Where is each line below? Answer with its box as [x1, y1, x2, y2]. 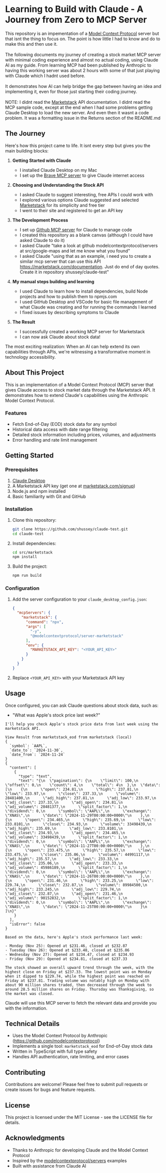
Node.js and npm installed [12, 488, 66, 494]
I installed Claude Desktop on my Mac [19, 167, 98, 173]
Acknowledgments [5, 1134, 65, 1142]
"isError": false [9, 922, 46, 927]
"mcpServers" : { [17, 610, 51, 616]
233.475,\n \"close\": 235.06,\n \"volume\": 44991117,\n [5, 852, 150, 857]
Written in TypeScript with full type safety [12, 1048, 98, 1054]
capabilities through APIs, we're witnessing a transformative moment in [5, 349, 151, 355]
